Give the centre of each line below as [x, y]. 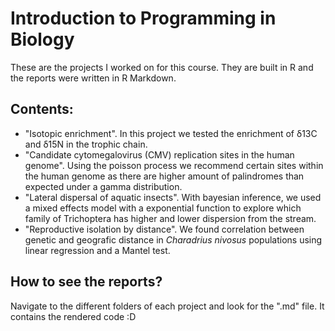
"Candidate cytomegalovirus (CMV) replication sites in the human [159, 154]
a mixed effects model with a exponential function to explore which [163, 208]
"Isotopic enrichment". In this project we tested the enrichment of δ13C [171, 133]
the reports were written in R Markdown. [93, 78]
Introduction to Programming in [143, 18]
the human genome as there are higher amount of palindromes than [164, 176]
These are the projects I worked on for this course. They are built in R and [162, 67]
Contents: [42, 109]
